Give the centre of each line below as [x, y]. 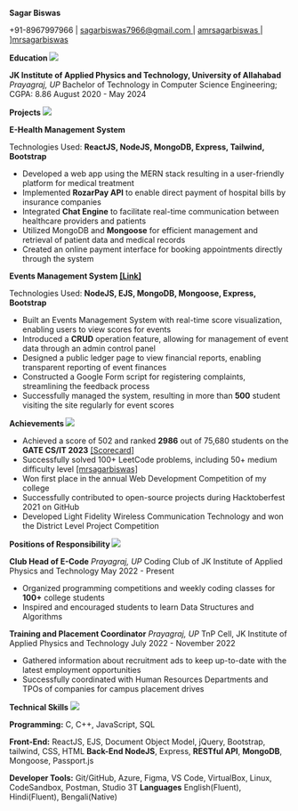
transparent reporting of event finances [94, 367]
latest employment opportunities [81, 670]
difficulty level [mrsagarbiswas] [80, 469]
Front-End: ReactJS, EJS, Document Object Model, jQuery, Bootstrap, [137, 742]
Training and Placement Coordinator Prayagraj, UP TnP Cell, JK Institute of [148, 634]
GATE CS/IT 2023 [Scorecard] [78, 450]
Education [28, 58]
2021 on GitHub [51, 507]
